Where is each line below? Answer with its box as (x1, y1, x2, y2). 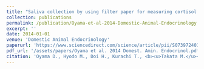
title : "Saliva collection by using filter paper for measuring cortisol (6, 8, 197, 15)
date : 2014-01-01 (6, 31, 50, 37)
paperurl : (6, 43, 32, 49)
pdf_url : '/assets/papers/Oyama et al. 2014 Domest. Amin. (6, 48, 159, 54)
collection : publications (6, 14, 72, 20)
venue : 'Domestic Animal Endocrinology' (6, 37, 110, 43)
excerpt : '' (6, 25, 36, 32)
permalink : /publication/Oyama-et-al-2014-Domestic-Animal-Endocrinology (6, 20, 197, 26)
